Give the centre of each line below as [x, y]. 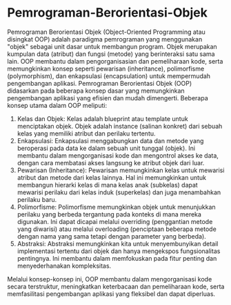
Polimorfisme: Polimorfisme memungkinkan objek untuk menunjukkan [116, 207]
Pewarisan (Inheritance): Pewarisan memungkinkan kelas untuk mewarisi [121, 170]
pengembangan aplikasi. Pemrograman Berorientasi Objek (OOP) [100, 83]
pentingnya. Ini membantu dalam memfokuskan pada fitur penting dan [117, 258]
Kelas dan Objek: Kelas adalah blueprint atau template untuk [102, 118]
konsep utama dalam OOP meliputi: [57, 105]
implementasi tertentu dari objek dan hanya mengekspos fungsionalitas [119, 251]
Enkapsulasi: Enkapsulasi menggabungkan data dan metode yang [110, 140]
